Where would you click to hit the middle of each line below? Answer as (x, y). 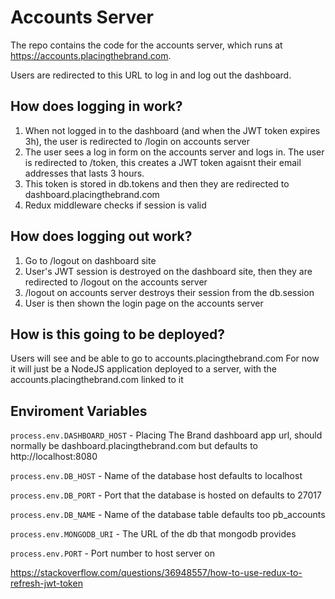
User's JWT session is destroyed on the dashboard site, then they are (168, 271)
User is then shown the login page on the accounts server (144, 303)
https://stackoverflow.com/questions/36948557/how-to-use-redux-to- (156, 573)
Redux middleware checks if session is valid (115, 205)
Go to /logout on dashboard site (90, 260)
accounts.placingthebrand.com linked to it (97, 380)
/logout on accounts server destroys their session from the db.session (169, 292)
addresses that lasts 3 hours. (84, 173)
